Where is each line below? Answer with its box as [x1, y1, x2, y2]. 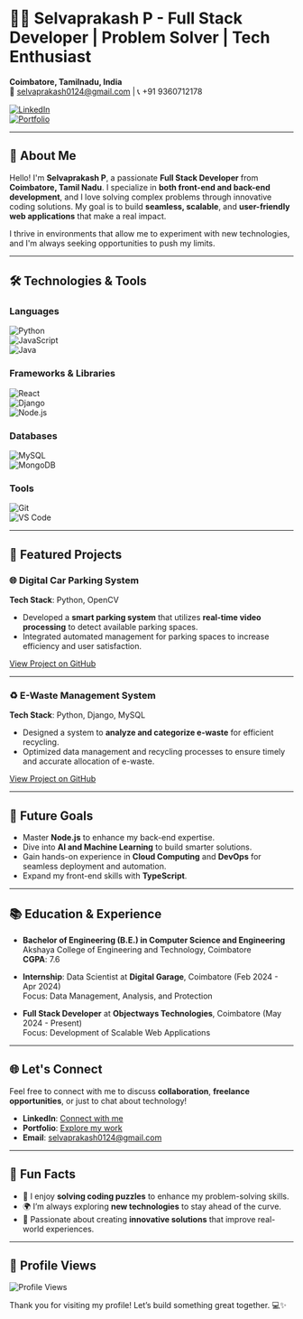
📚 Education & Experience [9, 906, 162, 922]
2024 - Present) [22, 1017, 83, 1028]
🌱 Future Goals [9, 808, 94, 823]
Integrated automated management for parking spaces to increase [22, 631, 270, 642]
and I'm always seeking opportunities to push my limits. [9, 237, 216, 248]
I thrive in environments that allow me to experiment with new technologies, [9, 228, 290, 238]
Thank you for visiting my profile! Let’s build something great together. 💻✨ [9, 1300, 287, 1311]
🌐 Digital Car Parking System [9, 573, 140, 586]
